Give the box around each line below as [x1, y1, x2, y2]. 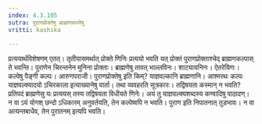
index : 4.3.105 [8, 11, 58, 19]
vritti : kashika [8, 26, 61, 34]
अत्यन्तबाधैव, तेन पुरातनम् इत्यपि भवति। [8, 107, 106, 116]
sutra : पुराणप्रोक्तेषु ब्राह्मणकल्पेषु [8, 19, 84, 27]
